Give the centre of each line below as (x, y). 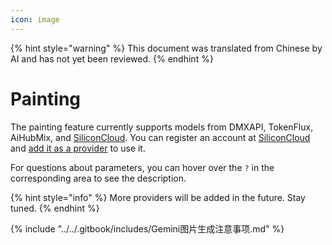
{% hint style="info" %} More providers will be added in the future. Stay (158, 197)
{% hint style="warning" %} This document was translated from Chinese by (166, 48)
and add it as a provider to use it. (78, 148)
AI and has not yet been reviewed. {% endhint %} (112, 58)
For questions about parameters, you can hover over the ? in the (142, 167)
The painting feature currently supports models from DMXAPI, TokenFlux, (162, 127)
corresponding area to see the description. (98, 178)
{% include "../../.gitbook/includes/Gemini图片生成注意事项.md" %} (147, 228)
